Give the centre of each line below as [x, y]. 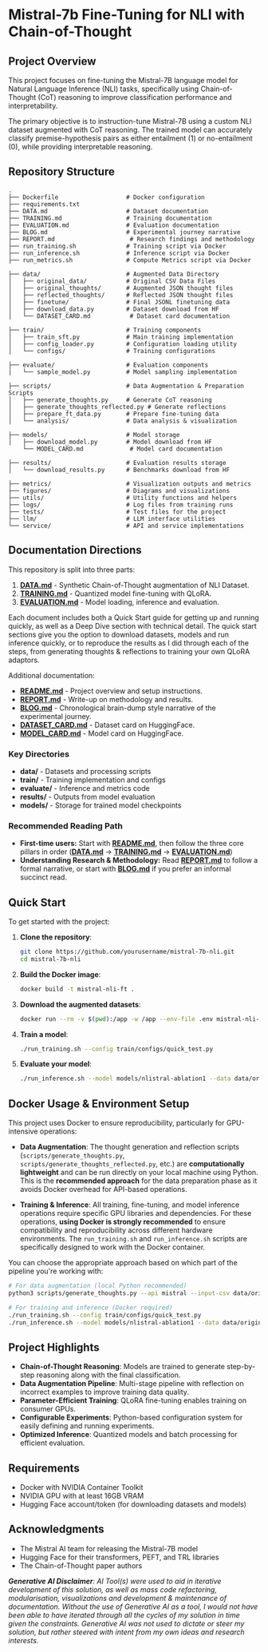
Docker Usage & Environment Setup [99, 1104]
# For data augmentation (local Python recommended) [98, 1286]
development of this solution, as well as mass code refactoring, [113, 1589]
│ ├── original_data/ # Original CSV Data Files [112, 281]
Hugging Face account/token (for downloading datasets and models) [133, 1504]
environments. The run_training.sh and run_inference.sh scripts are [133, 1239]
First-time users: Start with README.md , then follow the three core [132, 844]
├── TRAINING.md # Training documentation [110, 218]
